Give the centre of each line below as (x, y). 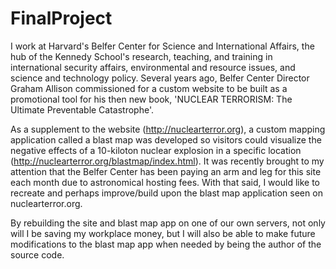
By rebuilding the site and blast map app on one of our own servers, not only (168, 223)
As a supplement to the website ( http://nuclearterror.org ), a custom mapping (168, 129)
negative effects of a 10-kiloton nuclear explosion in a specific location (156, 150)
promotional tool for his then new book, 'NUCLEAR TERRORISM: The (151, 99)
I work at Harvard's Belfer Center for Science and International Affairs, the (162, 46)
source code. (37, 254)
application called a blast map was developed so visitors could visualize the (166, 139)
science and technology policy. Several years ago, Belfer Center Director (160, 78)
